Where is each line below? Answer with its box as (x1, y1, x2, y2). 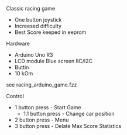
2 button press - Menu (14, 116, 69, 123)
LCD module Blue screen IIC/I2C (14, 58, 92, 64)
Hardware (6, 40, 30, 47)
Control (6, 93, 25, 99)
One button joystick (14, 16, 62, 23)
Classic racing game (6, 5, 56, 12)
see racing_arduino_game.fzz (6, 81, 77, 88)
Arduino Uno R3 (14, 51, 54, 58)
